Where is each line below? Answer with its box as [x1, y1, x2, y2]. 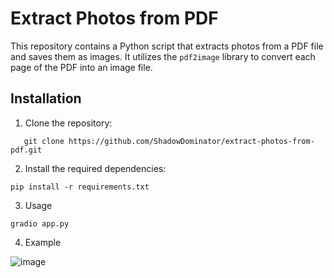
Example [24, 236, 62, 248]
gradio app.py [10, 218, 70, 229]
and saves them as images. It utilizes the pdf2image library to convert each [10, 50, 316, 62]
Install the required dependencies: [24, 162, 167, 174]
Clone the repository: [24, 117, 113, 129]
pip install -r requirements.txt [10, 182, 150, 192]
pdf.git [10, 145, 43, 155]
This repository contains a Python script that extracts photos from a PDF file [10, 40, 324, 52]
